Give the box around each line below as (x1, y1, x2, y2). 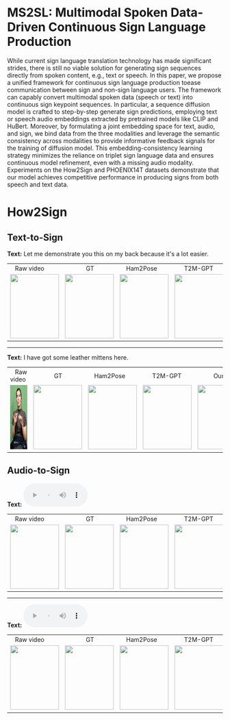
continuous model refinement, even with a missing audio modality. (7, 158, 194, 166)
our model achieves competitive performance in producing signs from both (7, 173, 219, 181)
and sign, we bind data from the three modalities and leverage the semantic (7, 129, 220, 138)
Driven (7, 19, 46, 35)
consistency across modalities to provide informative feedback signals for (7, 136, 216, 145)
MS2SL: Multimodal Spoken (7, 5, 168, 21)
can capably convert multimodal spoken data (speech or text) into (7, 92, 193, 101)
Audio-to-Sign (7, 464, 71, 477)
